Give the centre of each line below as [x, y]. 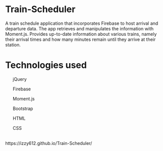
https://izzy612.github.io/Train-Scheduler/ [49, 143]
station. [13, 44]
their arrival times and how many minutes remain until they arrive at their [80, 39]
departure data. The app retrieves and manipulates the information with [79, 28]
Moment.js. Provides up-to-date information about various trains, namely [81, 34]
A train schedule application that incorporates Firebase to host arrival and [82, 23]
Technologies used [46, 65]
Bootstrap [23, 108]
